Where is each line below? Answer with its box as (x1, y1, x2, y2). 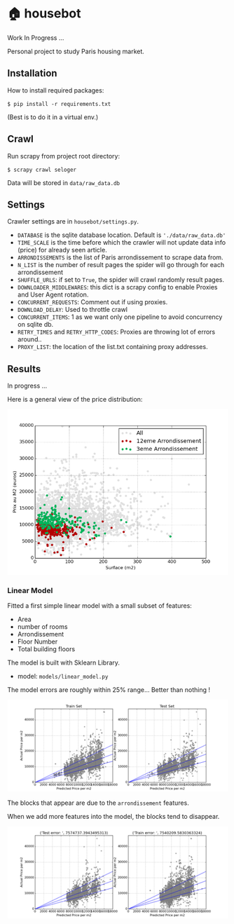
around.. (17, 335, 42, 344)
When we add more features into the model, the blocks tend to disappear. (7, 813, 220, 821)
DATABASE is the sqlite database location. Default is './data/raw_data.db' (17, 231, 226, 239)
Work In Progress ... (7, 33, 64, 42)
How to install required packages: (7, 86, 104, 95)
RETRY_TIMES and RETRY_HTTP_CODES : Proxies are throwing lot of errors (17, 327, 216, 337)
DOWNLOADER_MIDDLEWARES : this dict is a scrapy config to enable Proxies (17, 283, 218, 292)
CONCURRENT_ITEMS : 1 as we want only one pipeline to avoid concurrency (17, 313, 223, 321)
